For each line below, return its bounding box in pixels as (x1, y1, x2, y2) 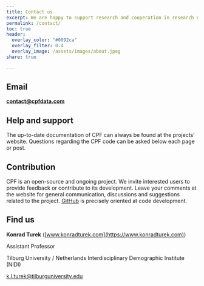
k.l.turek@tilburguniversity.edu (6, 272, 83, 279)
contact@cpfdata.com (6, 98, 65, 105)
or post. (6, 144, 26, 151)
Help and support (6, 115, 74, 125)
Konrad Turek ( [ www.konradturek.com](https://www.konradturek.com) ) (6, 231, 186, 238)
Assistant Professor (6, 242, 56, 250)
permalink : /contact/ (6, 20, 61, 26)
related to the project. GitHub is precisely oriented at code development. (6, 198, 187, 205)
